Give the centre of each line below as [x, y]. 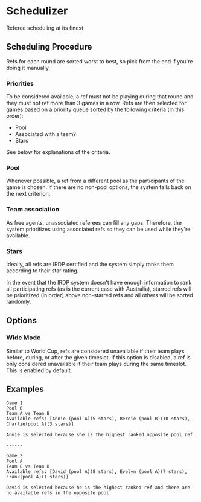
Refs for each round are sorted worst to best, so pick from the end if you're [100, 61]
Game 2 [14, 456]
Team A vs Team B [28, 414]
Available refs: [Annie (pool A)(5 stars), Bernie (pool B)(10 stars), [98, 419]
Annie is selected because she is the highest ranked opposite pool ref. [101, 435]
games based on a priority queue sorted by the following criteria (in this [95, 109]
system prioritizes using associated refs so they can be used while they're [98, 229]
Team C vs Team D [28, 466]
